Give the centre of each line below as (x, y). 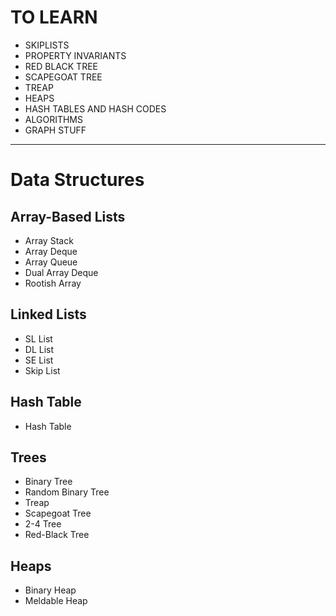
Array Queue (51, 262)
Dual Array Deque (61, 272)
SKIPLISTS (47, 45)
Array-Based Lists (68, 216)
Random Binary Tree (67, 492)
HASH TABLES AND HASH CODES (95, 108)
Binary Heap (50, 590)
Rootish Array (53, 283)
